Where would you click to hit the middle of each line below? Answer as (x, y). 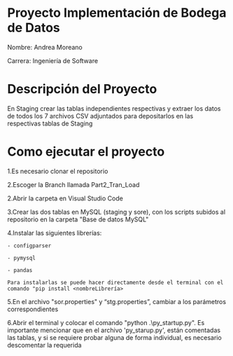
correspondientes (33, 309)
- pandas (20, 270)
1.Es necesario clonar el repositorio (58, 171)
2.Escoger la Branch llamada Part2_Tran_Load (73, 184)
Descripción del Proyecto (82, 89)
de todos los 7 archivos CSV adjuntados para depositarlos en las (100, 116)
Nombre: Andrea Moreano (45, 47)
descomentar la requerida (44, 345)
